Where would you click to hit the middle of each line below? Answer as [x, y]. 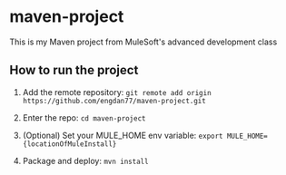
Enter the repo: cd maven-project [84, 117]
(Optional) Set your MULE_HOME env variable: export [123, 135]
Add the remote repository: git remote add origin [117, 92]
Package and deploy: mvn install [85, 160]
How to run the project [74, 70]
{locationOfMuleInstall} [69, 144]
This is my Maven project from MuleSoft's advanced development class [143, 42]
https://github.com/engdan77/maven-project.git [114, 101]
